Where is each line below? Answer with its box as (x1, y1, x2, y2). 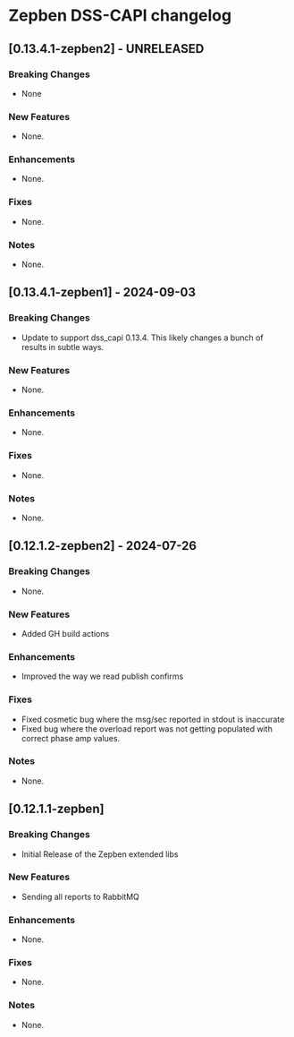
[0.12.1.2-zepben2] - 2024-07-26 (8, 538, 197, 553)
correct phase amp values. (21, 733, 121, 743)
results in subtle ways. (21, 341, 105, 352)
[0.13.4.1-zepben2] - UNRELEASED (8, 41, 205, 56)
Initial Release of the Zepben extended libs (21, 848, 179, 860)
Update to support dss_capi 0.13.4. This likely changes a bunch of (21, 332, 265, 343)
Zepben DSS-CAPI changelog (8, 5, 232, 26)
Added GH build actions (21, 628, 110, 638)
